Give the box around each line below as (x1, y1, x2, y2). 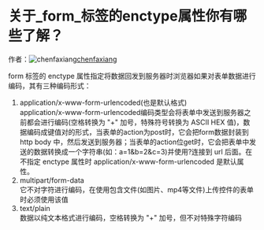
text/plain (19, 203, 51, 213)
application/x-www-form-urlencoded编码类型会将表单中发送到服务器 (19, 107, 244, 117)
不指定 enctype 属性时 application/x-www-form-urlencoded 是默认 (19, 157, 238, 166)
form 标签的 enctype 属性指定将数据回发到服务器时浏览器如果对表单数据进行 (8, 71, 256, 80)
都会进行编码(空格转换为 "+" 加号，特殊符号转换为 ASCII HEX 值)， (26, 117, 244, 127)
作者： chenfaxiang (8, 54, 117, 64)
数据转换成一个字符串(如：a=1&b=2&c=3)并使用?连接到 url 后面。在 (33, 147, 253, 156)
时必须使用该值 (19, 195, 69, 204)
